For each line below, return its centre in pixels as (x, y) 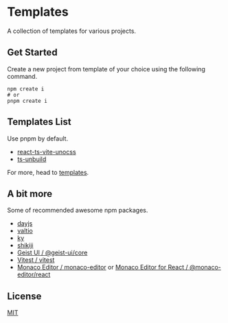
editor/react (34, 274)
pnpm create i (27, 101)
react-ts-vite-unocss (47, 152)
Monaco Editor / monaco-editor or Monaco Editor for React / (102, 267)
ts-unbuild (32, 159)
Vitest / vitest (36, 260)
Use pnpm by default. (38, 139)
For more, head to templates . (48, 172)
